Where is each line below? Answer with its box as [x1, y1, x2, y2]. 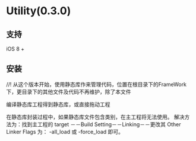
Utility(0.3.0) [6, 4, 71, 18]
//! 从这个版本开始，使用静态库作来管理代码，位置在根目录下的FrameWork [6, 81, 187, 88]
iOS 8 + [6, 46, 25, 52]
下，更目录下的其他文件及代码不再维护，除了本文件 [6, 88, 131, 95]
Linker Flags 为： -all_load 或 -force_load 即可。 [6, 128, 124, 135]
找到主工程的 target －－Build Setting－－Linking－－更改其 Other [21, 120, 181, 128]
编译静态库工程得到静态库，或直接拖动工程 [6, 101, 110, 108]
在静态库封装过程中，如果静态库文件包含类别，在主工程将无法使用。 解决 [6, 113, 185, 120]
